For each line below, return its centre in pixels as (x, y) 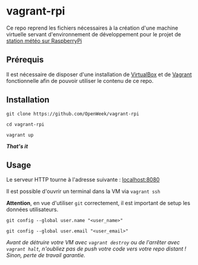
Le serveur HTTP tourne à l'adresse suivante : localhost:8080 (83, 180)
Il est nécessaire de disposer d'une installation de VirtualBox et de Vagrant (99, 74)
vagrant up (20, 135)
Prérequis (25, 60)
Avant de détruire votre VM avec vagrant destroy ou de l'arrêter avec (93, 243)
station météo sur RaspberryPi (44, 41)
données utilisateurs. (32, 209)
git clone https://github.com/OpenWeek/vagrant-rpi (73, 114)
